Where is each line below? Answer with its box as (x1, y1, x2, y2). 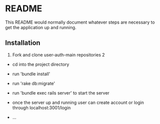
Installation (5, 39, 40, 47)
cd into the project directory (12, 61, 70, 67)
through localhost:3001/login (12, 104, 71, 111)
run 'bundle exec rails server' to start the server (12, 90, 110, 96)
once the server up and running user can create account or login (12, 99, 144, 105)
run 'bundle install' (12, 71, 50, 77)
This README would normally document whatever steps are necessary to (5, 19, 155, 25)
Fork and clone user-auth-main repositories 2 (12, 52, 105, 58)
